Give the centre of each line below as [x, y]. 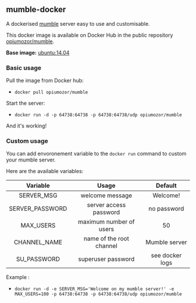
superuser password [106, 259]
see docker [166, 256]
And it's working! [26, 126]
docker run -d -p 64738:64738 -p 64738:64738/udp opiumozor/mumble [98, 115]
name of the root [106, 239]
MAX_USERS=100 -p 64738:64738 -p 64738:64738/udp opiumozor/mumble [98, 294]
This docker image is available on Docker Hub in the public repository [90, 35]
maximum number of [106, 222]
